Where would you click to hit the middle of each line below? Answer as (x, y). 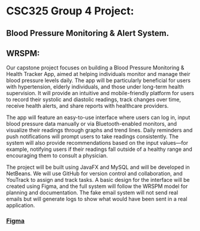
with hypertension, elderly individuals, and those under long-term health (95, 87)
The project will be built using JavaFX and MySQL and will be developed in (98, 167)
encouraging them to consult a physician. (57, 156)
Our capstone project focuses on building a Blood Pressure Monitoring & (95, 68)
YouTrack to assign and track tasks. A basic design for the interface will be (98, 180)
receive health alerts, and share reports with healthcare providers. (87, 106)
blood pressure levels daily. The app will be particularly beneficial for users (99, 80)
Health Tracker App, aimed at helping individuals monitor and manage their (98, 74)
